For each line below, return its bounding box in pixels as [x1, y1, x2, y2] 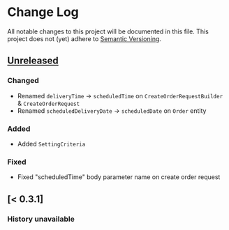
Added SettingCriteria [17, 139, 86, 148]
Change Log [7, 4, 79, 20]
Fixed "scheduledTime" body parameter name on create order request [17, 173, 221, 181]
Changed [7, 76, 40, 86]
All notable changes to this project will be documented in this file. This [7, 27, 209, 36]
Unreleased [7, 55, 59, 67]
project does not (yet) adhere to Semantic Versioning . [7, 34, 162, 43]
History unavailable [7, 214, 75, 224]
